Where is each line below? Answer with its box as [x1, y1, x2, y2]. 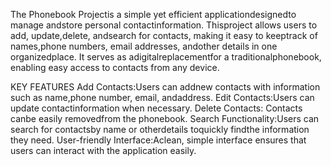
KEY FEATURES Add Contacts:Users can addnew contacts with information [10, 81, 321, 93]
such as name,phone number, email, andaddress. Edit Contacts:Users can [10, 92, 315, 103]
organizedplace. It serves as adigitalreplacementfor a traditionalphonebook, [10, 51, 322, 63]
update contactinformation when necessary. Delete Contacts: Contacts [10, 102, 303, 114]
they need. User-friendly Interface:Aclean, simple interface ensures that [10, 134, 307, 146]
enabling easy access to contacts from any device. [10, 62, 220, 73]
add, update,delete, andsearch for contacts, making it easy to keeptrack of [10, 30, 318, 41]
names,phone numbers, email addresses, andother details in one [10, 40, 278, 52]
